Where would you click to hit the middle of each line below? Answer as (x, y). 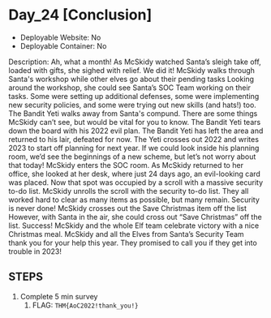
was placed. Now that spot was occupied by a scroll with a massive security (136, 182)
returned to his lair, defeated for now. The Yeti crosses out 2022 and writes (134, 139)
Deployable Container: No (63, 45)
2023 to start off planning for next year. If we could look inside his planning (134, 148)
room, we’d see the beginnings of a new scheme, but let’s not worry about (132, 157)
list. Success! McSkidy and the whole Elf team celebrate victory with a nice (134, 226)
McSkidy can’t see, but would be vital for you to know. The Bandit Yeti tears (135, 122)
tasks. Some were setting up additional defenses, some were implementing (134, 96)
